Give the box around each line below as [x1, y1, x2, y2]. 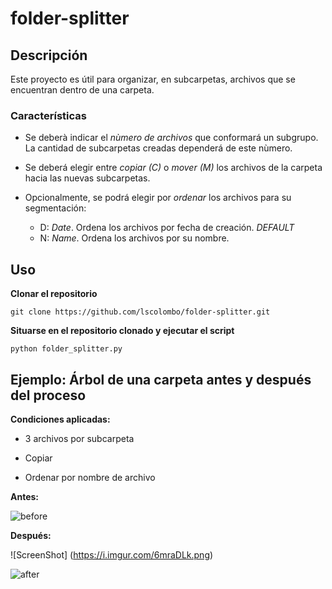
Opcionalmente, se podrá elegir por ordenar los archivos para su [24, 192, 292, 204]
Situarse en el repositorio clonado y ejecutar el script [10, 325, 235, 337]
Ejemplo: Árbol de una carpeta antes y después [10, 371, 312, 388]
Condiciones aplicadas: [10, 413, 111, 425]
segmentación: [24, 202, 87, 214]
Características [10, 108, 87, 122]
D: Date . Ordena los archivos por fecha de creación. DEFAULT [39, 222, 295, 234]
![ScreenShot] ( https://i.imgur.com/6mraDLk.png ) [10, 548, 214, 561]
